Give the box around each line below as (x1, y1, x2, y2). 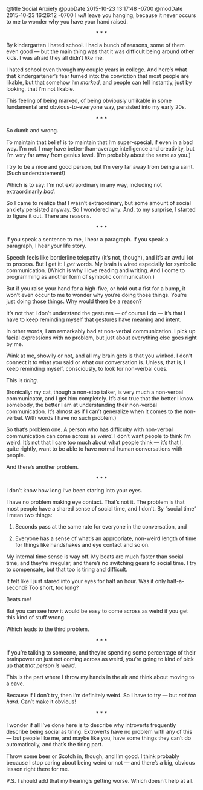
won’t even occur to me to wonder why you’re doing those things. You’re (6, 292, 187, 298)
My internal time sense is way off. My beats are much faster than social (6, 553, 184, 560)
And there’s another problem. (6, 463, 79, 471)
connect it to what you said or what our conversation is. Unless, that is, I (6, 359, 186, 365)
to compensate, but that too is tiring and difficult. (6, 566, 128, 573)
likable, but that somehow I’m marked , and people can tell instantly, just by (6, 79, 192, 86)
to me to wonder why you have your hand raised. (6, 18, 128, 25)
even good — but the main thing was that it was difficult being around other (6, 48, 195, 55)
